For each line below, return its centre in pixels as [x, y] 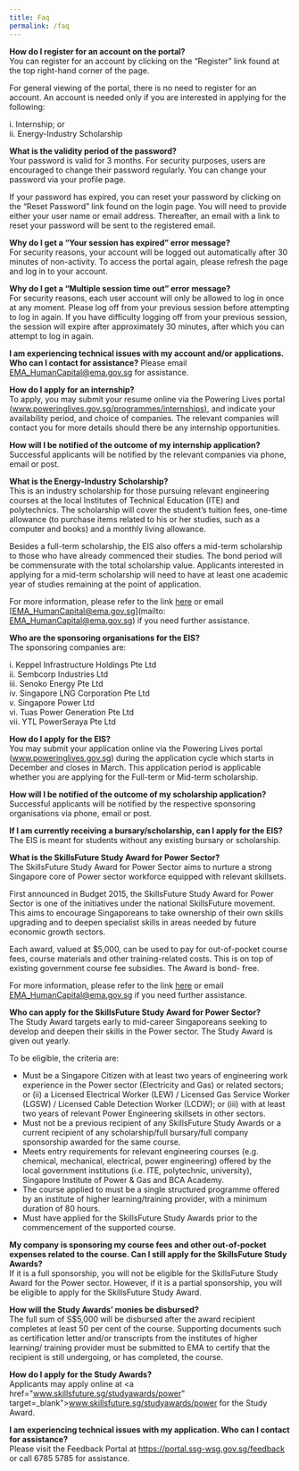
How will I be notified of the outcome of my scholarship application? [138, 794]
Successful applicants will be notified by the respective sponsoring [133, 803]
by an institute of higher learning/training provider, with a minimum [145, 1198]
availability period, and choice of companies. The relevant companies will [144, 418]
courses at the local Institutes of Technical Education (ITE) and [125, 500]
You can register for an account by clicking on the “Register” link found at [144, 61]
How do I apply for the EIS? [60, 739]
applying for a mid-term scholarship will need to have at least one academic [149, 574]
